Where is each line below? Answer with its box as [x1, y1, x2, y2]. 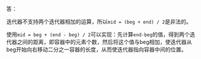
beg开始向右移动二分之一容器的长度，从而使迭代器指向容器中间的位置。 [6, 46, 187, 53]
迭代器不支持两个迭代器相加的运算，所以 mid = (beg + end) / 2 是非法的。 [6, 18, 192, 25]
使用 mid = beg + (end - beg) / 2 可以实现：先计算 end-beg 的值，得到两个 [6, 31, 190, 38]
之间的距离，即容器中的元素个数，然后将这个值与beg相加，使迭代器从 [16, 39, 192, 45]
